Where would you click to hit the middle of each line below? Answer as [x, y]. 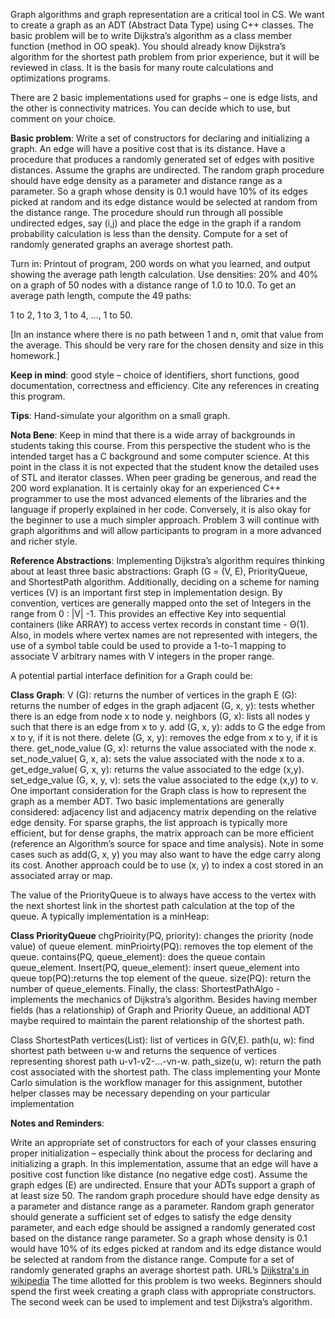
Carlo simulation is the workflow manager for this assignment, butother [156, 1082]
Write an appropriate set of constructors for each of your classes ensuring [163, 1142]
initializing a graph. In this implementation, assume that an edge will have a [164, 1163]
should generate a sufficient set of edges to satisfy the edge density [151, 1217]
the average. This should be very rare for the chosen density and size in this [167, 345]
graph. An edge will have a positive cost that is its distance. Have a [148, 148]
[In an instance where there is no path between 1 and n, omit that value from [167, 334]
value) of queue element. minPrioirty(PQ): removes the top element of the [162, 946]
